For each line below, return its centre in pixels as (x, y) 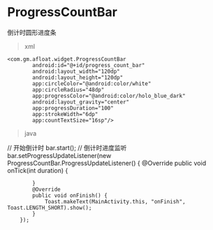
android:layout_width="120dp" (76, 71)
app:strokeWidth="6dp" (65, 114)
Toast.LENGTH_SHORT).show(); (50, 208)
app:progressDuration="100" (73, 108)
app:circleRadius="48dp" (68, 89)
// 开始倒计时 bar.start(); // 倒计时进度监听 (67, 148)
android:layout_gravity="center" (81, 102)
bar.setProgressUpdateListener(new (59, 155)
